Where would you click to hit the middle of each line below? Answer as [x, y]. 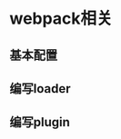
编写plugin [40, 122]
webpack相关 [61, 19]
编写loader [40, 89]
